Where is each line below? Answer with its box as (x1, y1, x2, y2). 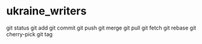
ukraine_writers (6, 4, 87, 18)
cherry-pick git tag (6, 30, 53, 37)
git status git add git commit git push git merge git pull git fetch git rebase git (6, 24, 197, 31)
